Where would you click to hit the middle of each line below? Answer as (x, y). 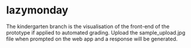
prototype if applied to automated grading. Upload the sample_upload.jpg (96, 32)
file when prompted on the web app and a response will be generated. (92, 39)
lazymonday (37, 10)
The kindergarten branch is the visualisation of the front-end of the (88, 26)
